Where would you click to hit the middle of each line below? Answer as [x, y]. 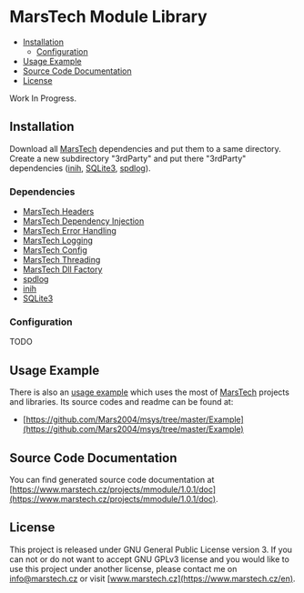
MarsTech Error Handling [69, 231]
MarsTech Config [55, 250]
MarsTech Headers [58, 212]
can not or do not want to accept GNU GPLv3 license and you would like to [149, 559]
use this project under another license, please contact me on [123, 568]
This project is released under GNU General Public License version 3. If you [151, 549]
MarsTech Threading [61, 260]
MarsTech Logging [57, 241]
